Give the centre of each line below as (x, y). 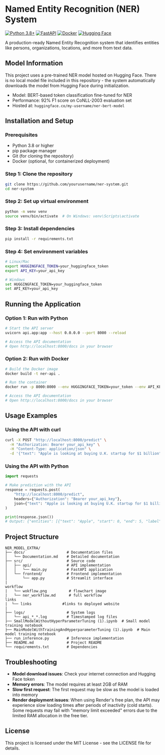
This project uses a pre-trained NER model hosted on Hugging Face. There (81, 75)
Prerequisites (21, 135)
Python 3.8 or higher (33, 145)
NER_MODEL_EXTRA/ (23, 548)
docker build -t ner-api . (33, 374)
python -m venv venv (26, 211)
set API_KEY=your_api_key (31, 289)
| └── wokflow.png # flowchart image (56, 591)
